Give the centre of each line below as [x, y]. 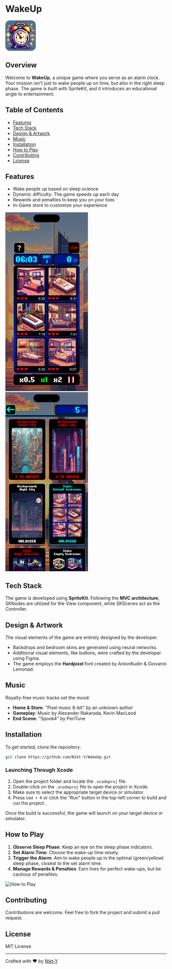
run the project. [29, 803]
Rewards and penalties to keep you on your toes [63, 200]
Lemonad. [23, 669]
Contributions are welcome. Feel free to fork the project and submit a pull [83, 913]
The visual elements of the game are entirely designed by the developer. [82, 637]
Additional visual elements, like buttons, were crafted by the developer [87, 653]
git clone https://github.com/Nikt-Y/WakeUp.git [58, 757]
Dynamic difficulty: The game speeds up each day [66, 194]
